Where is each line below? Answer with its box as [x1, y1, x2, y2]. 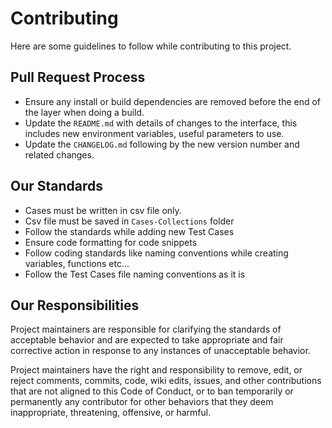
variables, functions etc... [24, 257, 130, 269]
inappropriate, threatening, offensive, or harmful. [10, 407, 212, 419]
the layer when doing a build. [24, 106, 145, 118]
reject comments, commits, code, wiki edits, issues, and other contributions [10, 375, 322, 387]
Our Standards [10, 178, 104, 195]
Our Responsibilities [10, 297, 140, 314]
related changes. [24, 148, 95, 161]
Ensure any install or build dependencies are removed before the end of [24, 95, 322, 107]
